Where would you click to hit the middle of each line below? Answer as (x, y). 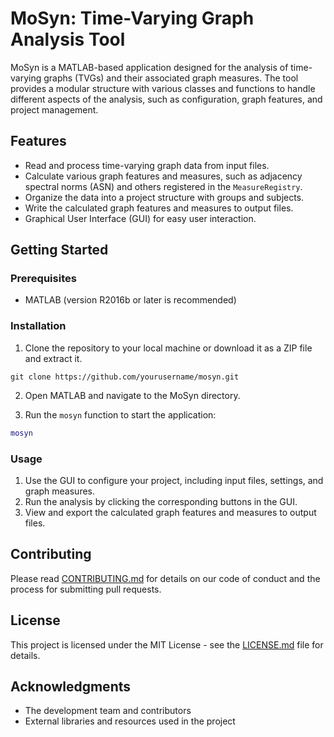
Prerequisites (43, 279)
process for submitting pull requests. (86, 589)
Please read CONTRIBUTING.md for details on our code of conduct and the (165, 578)
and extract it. (53, 358)
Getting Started (59, 250)
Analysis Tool (68, 39)
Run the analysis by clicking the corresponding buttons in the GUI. (161, 501)
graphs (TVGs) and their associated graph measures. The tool (171, 78)
